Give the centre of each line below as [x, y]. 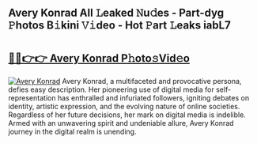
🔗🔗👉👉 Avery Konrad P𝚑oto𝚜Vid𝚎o [99, 58]
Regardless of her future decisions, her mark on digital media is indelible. [127, 115]
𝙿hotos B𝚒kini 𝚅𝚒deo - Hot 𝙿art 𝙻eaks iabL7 [119, 26]
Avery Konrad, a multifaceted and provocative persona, [152, 81]
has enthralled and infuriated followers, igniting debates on [153, 98]
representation [32, 98]
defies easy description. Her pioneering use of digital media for [111, 89]
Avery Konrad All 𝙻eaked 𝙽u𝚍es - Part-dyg [116, 13]
